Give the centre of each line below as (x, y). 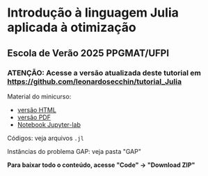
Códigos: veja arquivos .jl (46, 138)
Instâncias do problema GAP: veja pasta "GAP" (74, 151)
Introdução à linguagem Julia (93, 13)
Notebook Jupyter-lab (49, 124)
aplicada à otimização (72, 27)
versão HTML (37, 109)
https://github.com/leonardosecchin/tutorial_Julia (95, 81)
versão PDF (34, 117)
